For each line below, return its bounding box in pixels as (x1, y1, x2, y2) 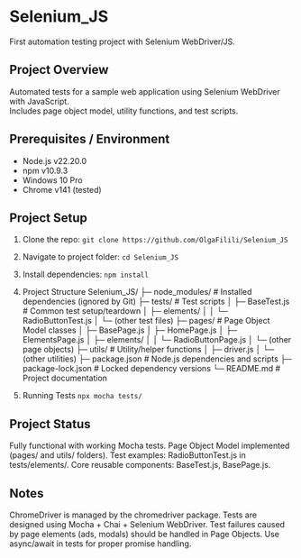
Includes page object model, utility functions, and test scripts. (9, 105, 239, 116)
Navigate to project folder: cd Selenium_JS (22, 252, 178, 262)
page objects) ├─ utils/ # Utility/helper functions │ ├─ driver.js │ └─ (22, 344, 275, 355)
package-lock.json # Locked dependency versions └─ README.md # (22, 363, 281, 374)
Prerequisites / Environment (9, 132, 170, 147)
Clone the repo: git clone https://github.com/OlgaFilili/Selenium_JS (22, 234, 288, 245)
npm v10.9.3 (22, 165, 68, 176)
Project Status (9, 416, 92, 432)
